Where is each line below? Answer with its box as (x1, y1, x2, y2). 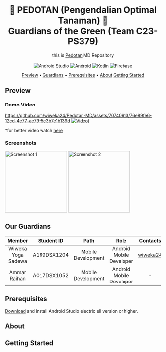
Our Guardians (5, 222, 51, 231)
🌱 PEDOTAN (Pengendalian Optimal (9, 4, 157, 16)
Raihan (9, 275, 26, 282)
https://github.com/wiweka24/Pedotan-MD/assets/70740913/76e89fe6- (5, 112, 152, 118)
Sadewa (8, 257, 27, 264)
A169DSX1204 (33, 251, 69, 258)
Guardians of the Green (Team (8, 26, 134, 36)
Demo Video (5, 101, 36, 108)
